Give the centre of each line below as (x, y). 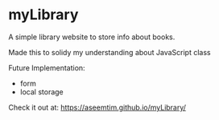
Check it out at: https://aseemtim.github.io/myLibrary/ (97, 107)
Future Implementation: (47, 68)
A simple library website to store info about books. (92, 37)
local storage (42, 92)
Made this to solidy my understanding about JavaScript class (109, 52)
